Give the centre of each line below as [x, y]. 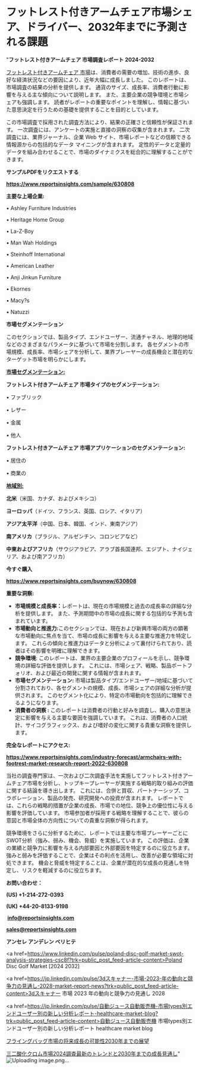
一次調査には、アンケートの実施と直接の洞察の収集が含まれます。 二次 [104, 129]
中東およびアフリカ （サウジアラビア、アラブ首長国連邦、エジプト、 [89, 549]
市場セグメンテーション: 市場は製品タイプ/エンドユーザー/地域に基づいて [104, 680]
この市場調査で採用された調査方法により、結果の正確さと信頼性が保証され [97, 122]
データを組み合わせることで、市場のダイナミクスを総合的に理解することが [97, 152]
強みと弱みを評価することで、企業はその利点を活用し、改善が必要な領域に [97, 855]
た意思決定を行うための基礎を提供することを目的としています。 [84, 109]
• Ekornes [18, 289]
